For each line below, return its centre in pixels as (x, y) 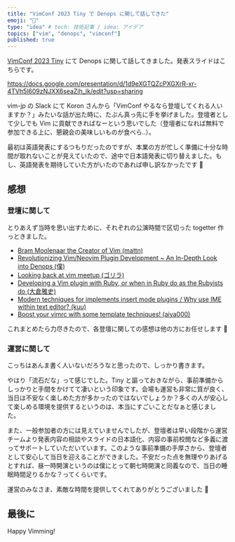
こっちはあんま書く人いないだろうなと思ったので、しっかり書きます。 (108, 365)
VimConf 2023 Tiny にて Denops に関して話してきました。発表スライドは (113, 61)
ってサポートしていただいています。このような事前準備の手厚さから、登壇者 (117, 448)
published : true (31, 40)
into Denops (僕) (41, 266)
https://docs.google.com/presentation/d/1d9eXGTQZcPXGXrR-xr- (102, 84)
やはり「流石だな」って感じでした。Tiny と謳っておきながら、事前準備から (115, 380)
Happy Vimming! (31, 531)
